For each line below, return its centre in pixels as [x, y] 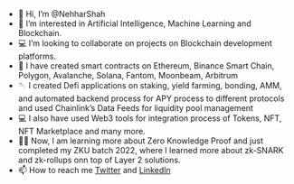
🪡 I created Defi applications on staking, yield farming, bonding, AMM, [150, 85]
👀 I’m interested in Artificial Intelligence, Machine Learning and [134, 23]
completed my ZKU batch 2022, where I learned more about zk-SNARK [151, 150]
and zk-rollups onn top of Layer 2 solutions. [99, 160]
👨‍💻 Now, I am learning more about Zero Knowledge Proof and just [141, 141]
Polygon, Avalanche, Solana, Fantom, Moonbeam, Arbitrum [128, 75]
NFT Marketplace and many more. [82, 131]
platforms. [37, 56]
